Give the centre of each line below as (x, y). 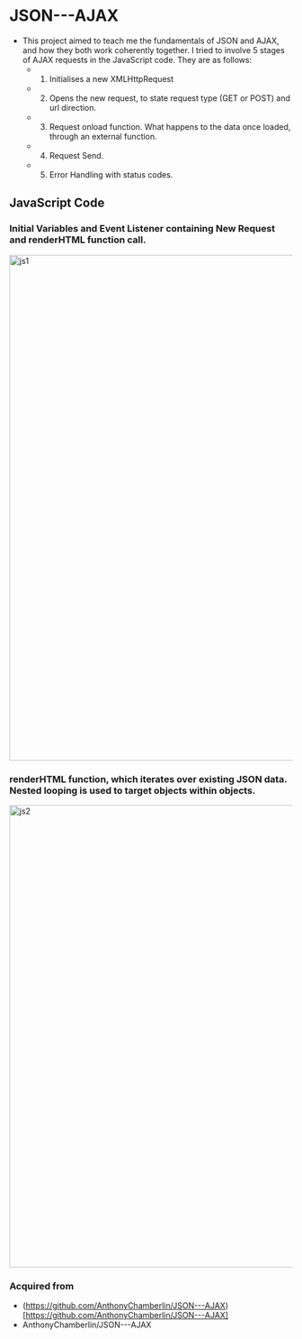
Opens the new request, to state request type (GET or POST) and (169, 98)
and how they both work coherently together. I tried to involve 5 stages (153, 50)
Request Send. (76, 155)
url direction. (73, 107)
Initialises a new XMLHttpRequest (111, 78)
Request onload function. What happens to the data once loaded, (170, 126)
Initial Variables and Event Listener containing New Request (142, 229)
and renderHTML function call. (78, 240)
